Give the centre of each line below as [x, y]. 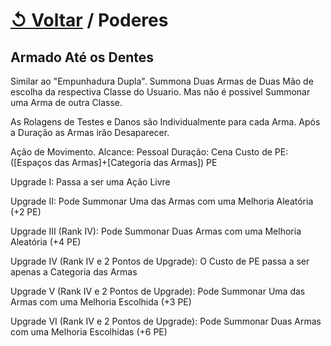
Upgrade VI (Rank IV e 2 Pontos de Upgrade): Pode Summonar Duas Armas [166, 321]
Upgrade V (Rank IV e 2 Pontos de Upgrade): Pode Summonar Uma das [158, 291]
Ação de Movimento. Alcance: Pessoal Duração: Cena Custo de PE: [149, 152]
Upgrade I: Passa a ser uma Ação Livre [90, 182]
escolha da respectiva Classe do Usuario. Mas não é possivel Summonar [160, 92]
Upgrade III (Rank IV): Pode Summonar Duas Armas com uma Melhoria [156, 231]
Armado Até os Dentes [82, 57]
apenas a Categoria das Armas [74, 272]
